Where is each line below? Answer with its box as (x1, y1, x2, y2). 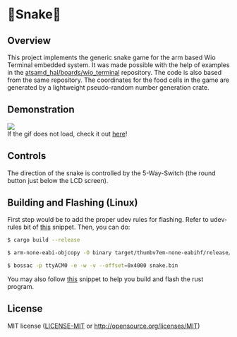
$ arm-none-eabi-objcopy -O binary (7, 249, 112, 256)
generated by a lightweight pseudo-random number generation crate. (7, 83, 209, 91)
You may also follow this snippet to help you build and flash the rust (7, 275, 204, 283)
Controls (7, 150, 47, 162)
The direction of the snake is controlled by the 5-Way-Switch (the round (7, 169, 217, 177)
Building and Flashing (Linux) (7, 197, 138, 209)
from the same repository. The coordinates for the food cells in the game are (7, 76, 230, 84)
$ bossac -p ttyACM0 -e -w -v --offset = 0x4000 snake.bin (7, 262, 178, 269)
